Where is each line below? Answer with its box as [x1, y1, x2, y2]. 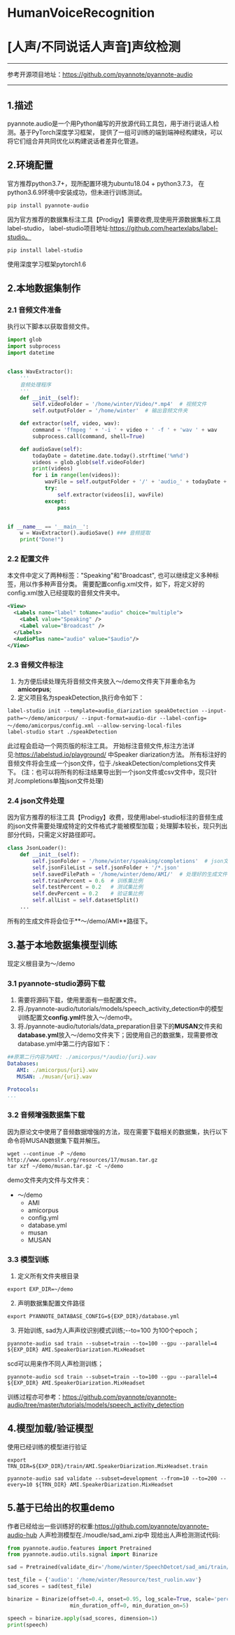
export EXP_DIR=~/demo [7, 1285, 73, 1293]
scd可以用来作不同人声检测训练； [7, 1359, 104, 1368]
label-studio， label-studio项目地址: [7, 224, 111, 232]
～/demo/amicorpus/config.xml [7, 722, 94, 729]
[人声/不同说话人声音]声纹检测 [7, 39, 180, 55]
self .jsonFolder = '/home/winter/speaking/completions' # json [32, 857, 224, 864]
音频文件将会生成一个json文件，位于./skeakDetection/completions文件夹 [7, 759, 216, 767]
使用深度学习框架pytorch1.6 [7, 259, 87, 268]
